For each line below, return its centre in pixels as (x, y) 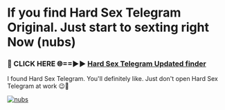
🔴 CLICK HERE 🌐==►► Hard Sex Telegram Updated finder (107, 64)
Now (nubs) (42, 42)
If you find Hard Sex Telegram (94, 13)
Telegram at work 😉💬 (38, 86)
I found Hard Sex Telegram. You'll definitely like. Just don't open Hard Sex (112, 79)
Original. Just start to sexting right (108, 27)
